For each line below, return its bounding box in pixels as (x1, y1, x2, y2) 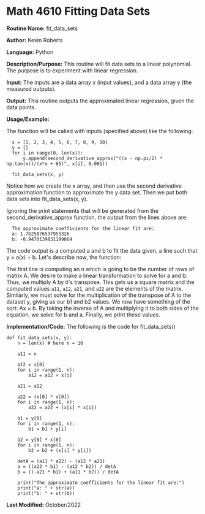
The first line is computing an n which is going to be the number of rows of (6, 265, 195, 272)
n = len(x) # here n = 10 (17, 340, 84, 346)
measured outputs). (6, 85, 56, 93)
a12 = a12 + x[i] (28, 372, 72, 378)
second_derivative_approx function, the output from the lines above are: (6, 213, 188, 221)
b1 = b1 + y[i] (28, 426, 67, 432)
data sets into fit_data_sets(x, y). (6, 195, 88, 202)
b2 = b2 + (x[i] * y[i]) (28, 447, 92, 453)
